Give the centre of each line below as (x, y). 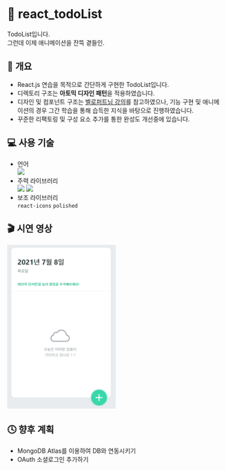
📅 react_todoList (55, 14)
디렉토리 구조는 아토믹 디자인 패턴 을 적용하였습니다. (86, 93)
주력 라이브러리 (38, 180)
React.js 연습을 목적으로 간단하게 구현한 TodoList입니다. (93, 84)
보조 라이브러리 (38, 197)
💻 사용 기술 (31, 143)
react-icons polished (47, 206)
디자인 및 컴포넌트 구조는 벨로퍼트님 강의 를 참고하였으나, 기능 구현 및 (109, 101)
